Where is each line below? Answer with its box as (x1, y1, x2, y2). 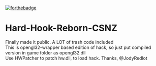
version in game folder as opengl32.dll (5, 49, 86, 55)
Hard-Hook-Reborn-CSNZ (5, 23, 118, 34)
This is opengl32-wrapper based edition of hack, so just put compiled (5, 44, 151, 50)
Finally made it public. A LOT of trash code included (5, 39, 114, 45)
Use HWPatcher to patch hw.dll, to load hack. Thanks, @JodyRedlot (5, 55, 147, 61)
